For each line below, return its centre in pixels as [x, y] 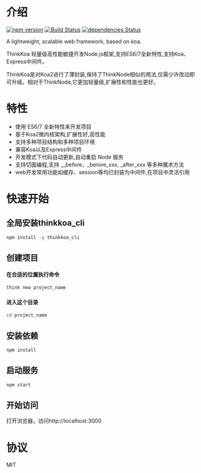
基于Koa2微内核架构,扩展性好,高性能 [60, 134]
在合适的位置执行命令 [33, 274]
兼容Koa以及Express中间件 [48, 149]
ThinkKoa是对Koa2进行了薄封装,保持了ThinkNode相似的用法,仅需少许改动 [98, 74]
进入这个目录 [22, 302]
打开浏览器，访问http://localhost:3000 [54, 421]
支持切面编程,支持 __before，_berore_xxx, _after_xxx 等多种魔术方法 [100, 164]
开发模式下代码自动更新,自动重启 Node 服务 [69, 157]
